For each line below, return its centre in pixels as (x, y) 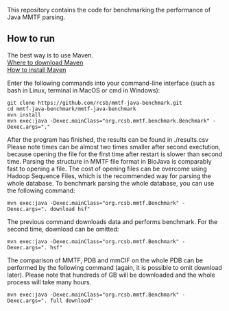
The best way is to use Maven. (50, 55)
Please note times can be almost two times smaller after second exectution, (114, 147)
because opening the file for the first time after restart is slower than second (115, 154)
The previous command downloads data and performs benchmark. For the (112, 221)
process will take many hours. (49, 282)
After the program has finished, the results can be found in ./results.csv (108, 139)
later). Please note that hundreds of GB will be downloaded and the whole (111, 275)
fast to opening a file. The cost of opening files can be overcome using (107, 169)
